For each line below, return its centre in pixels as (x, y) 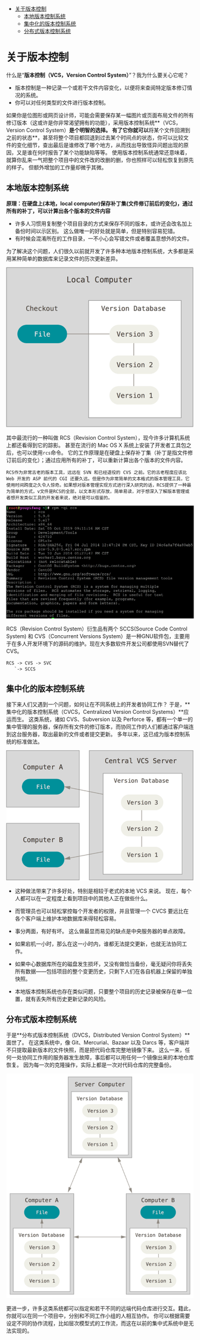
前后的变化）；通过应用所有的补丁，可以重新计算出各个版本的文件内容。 (99, 460)
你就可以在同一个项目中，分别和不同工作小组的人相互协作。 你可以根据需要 (98, 1316)
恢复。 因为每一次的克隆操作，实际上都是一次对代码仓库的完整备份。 (90, 1065)
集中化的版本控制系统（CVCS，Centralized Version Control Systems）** (95, 711)
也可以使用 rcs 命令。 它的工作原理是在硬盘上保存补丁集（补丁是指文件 (102, 453)
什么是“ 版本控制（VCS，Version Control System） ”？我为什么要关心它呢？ (98, 75)
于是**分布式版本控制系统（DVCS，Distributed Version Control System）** (98, 1035)
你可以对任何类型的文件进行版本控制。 (62, 102)
